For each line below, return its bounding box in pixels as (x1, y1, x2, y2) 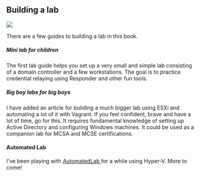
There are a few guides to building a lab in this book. (6, 32, 138, 40)
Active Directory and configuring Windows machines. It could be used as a (6, 123, 195, 130)
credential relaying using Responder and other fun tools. (6, 74, 148, 82)
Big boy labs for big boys (6, 88, 71, 96)
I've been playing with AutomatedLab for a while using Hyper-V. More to (6, 157, 187, 164)
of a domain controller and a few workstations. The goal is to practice (6, 68, 181, 76)
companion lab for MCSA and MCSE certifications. (6, 130, 134, 137)
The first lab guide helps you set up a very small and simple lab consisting (6, 62, 192, 69)
